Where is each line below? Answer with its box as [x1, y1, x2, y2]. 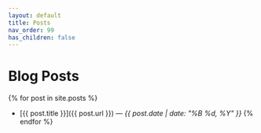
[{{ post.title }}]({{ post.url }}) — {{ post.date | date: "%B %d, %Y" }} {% [19, 109, 254, 118]
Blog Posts [8, 68, 80, 85]
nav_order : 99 [8, 26, 55, 34]
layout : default [8, 11, 61, 20]
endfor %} [19, 117, 53, 127]
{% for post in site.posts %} [8, 94, 98, 103]
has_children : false [8, 33, 76, 42]
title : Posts [8, 19, 51, 27]
